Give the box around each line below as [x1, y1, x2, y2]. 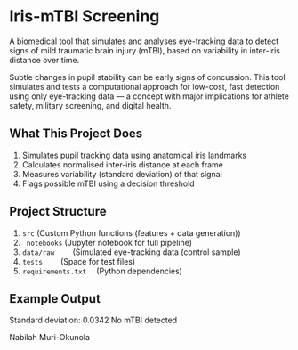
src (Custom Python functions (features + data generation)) [21, 227, 242, 238]
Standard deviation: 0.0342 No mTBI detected [9, 314, 178, 326]
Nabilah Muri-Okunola [9, 332, 91, 343]
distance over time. [9, 54, 80, 65]
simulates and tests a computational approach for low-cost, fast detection [9, 81, 280, 92]
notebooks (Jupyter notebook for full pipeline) [26, 237, 193, 248]
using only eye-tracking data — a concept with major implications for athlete [9, 91, 289, 102]
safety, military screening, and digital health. [9, 100, 172, 110]
